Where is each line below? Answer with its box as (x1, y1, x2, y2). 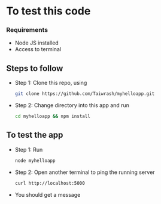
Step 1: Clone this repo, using (14, 79, 87, 87)
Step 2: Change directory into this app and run (14, 102, 130, 109)
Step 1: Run (14, 146, 43, 153)
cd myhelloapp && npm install (14, 113, 91, 120)
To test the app (6, 130, 63, 140)
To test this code (6, 4, 91, 18)
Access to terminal (14, 46, 62, 53)
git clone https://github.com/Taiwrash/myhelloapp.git (14, 91, 155, 97)
